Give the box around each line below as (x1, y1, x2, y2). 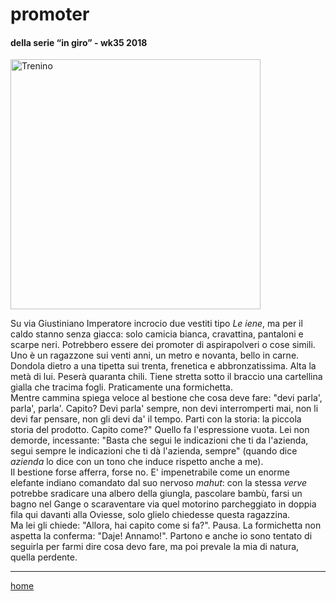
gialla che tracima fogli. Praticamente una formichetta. (10, 381, 233, 393)
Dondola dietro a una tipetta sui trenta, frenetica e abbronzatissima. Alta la (10, 360, 317, 372)
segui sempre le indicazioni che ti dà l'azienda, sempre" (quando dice (10, 445, 298, 457)
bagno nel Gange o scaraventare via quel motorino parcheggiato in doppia (10, 498, 317, 510)
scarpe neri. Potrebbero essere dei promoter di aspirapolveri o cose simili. (10, 339, 316, 351)
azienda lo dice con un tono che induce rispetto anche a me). (10, 456, 264, 468)
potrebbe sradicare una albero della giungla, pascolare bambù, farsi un (10, 488, 303, 500)
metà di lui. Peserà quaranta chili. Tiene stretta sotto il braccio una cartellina (10, 371, 323, 383)
